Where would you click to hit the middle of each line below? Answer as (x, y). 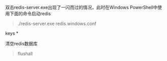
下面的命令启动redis (30, 13)
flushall (25, 53)
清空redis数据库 (21, 43)
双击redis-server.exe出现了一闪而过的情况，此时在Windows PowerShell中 (81, 7)
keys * (12, 33)
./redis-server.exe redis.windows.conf (57, 23)
